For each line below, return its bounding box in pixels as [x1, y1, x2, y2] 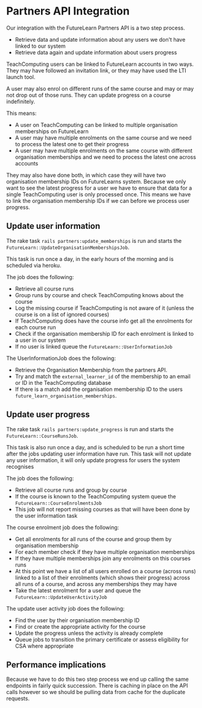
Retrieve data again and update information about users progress [14, 48, 177, 56]
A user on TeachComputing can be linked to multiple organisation [14, 121, 178, 128]
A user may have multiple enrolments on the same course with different [14, 147, 193, 154]
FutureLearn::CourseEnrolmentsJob [14, 500, 102, 506]
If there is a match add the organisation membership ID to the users [14, 385, 183, 393]
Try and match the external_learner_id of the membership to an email [14, 373, 191, 380]
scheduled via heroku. [6, 262, 62, 269]
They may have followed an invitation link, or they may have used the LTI [6, 66, 187, 74]
